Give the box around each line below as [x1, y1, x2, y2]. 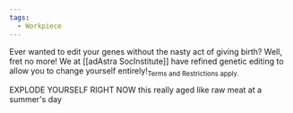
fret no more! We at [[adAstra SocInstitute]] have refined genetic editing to [9, 56, 284, 66]
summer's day [9, 94, 63, 105]
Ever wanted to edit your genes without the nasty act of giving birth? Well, [9, 46, 282, 56]
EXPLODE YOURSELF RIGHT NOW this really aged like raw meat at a [9, 84, 263, 95]
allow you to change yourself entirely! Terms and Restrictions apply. [9, 65, 239, 78]
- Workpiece [17, 22, 63, 30]
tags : [9, 13, 30, 22]
